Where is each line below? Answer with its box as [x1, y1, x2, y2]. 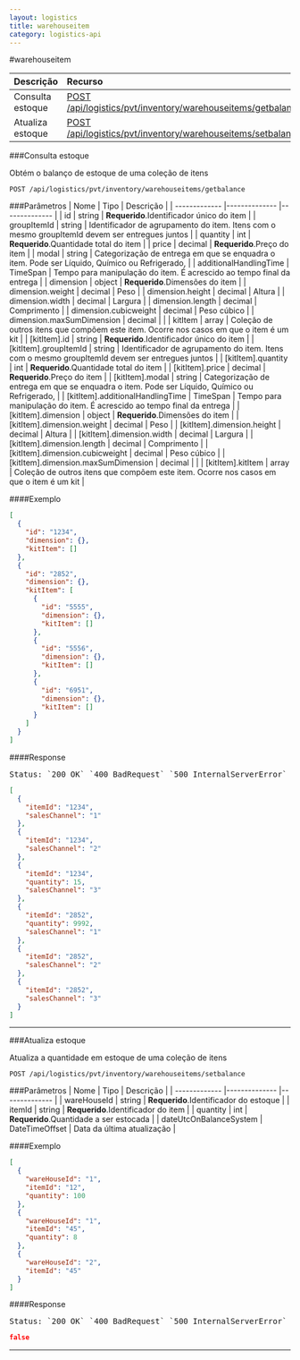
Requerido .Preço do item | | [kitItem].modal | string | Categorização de [9, 372, 271, 383]
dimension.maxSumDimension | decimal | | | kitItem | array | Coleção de [9, 315, 273, 326]
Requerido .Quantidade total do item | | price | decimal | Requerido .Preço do [9, 239, 289, 250]
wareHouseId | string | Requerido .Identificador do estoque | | [63, 1095, 290, 1106]
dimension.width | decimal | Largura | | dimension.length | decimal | [9, 296, 257, 307]
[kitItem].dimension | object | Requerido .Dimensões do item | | [9, 410, 239, 421]
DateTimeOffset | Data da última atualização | [9, 1124, 176, 1135]
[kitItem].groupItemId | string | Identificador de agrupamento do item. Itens [9, 344, 284, 354]
